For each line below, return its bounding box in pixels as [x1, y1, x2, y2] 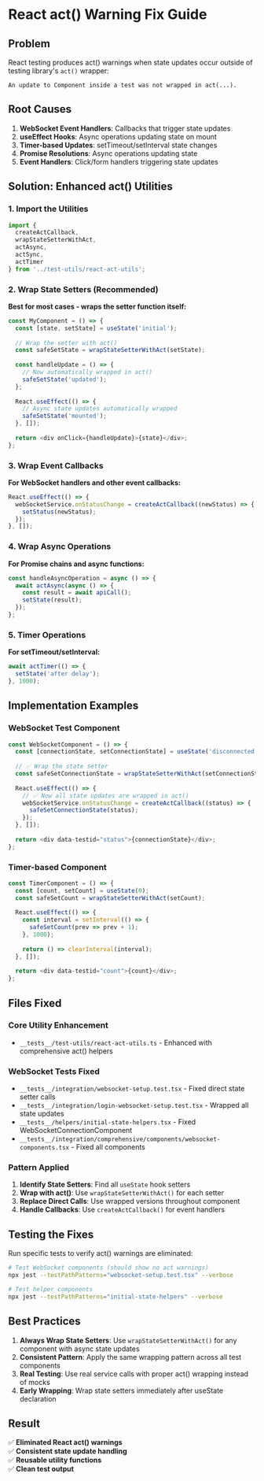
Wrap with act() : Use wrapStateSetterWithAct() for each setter [19, 1188, 224, 1198]
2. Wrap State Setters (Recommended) [8, 283, 159, 294]
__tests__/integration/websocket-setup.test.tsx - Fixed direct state [19, 1084, 245, 1094]
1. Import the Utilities [8, 203, 89, 214]
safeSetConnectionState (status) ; [28, 806, 139, 814]
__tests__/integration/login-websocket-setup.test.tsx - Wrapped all [19, 1101, 249, 1110]
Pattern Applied [8, 1162, 69, 1173]
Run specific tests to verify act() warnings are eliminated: [8, 1249, 193, 1258]
